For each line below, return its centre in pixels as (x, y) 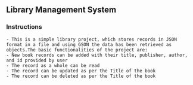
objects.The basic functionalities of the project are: (77, 50)
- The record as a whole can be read (53, 65)
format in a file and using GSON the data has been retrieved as (89, 44)
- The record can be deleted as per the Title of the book (81, 76)
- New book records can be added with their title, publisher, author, (97, 55)
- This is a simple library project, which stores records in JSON (92, 39)
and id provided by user (37, 60)
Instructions (24, 27)
